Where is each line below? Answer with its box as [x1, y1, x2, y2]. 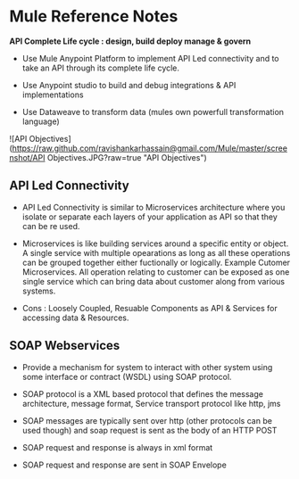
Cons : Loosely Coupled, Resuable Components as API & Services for [21, 302, 278, 313]
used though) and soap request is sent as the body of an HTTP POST [21, 425, 278, 435]
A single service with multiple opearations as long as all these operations [21, 247, 291, 258]
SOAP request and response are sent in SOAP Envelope [21, 459, 228, 470]
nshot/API [9, 152, 46, 162]
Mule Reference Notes [9, 6, 179, 27]
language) [21, 116, 60, 127]
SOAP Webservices [9, 338, 120, 353]
